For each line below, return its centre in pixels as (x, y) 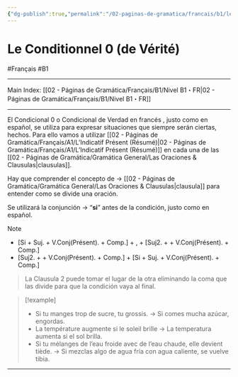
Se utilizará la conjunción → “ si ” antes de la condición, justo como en (108, 207)
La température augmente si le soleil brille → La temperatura (123, 328)
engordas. (50, 321)
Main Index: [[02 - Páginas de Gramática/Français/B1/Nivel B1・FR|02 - (111, 90)
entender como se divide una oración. (63, 193)
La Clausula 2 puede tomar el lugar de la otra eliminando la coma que (126, 278)
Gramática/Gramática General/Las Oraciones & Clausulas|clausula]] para (114, 186)
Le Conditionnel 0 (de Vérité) (94, 49)
